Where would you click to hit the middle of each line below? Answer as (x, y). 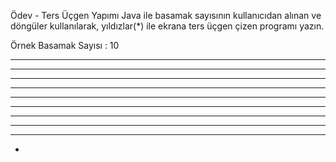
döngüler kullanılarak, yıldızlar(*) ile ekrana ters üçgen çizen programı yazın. (167, 26)
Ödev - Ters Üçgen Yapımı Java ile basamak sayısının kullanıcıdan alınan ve (166, 15)
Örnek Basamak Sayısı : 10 (65, 45)
